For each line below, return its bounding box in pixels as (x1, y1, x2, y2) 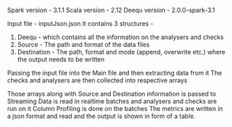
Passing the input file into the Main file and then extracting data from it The (7, 69, 222, 77)
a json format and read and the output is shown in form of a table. (7, 112, 196, 120)
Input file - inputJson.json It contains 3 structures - (7, 20, 153, 27)
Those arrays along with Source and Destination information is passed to (7, 90, 217, 98)
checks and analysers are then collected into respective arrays (7, 76, 188, 84)
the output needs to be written (17, 55, 105, 63)
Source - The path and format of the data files (17, 40, 150, 48)
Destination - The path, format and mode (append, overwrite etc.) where (17, 48, 226, 56)
